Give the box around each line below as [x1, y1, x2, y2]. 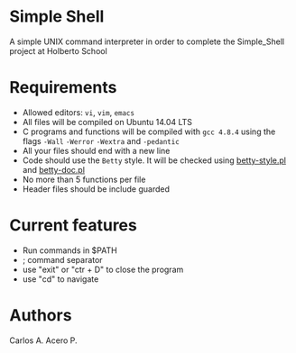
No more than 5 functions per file [22, 174, 146, 185]
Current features [9, 215, 137, 236]
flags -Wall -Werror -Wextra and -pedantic [22, 135, 180, 146]
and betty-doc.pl [22, 164, 86, 175]
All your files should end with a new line [22, 145, 171, 156]
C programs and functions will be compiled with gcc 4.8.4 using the [22, 126, 276, 137]
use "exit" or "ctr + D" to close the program [22, 264, 184, 275]
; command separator [22, 254, 103, 265]
